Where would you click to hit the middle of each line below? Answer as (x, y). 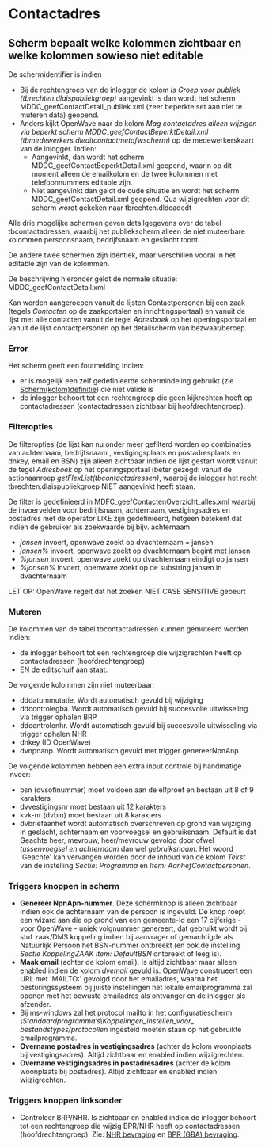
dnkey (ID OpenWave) (55, 742)
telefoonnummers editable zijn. (82, 182)
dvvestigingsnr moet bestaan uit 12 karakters (93, 806)
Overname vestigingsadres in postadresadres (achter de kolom (125, 1063)
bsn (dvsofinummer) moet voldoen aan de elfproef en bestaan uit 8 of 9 (137, 790)
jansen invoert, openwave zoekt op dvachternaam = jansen (116, 542)
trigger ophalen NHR (53, 734)
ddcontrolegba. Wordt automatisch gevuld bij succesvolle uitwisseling (134, 708)
